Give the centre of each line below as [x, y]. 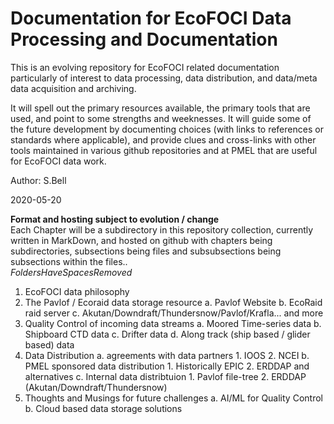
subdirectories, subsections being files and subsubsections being [146, 251]
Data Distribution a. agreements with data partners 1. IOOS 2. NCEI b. [167, 355]
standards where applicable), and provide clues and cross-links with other [163, 139]
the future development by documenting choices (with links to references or [167, 129]
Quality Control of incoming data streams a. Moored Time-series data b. [173, 323]
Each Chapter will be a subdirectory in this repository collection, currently [162, 229]
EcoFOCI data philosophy [77, 291]
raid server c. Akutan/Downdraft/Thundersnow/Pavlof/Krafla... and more [174, 313]
